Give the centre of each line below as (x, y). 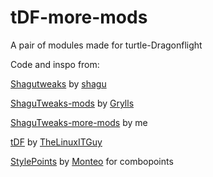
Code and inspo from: (55, 64)
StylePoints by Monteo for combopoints (92, 161)
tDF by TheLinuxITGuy (56, 142)
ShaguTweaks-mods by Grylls (72, 103)
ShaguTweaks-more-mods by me (79, 122)
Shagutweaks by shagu (58, 83)
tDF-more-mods (79, 17)
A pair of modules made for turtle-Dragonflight (106, 45)
